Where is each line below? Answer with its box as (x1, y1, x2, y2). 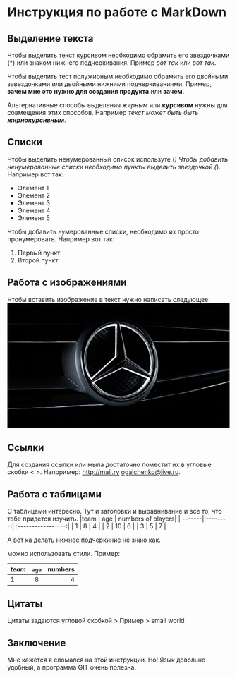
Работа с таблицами (7, 488, 102, 500)
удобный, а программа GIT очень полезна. (7, 663, 136, 672)
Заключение (7, 636, 66, 649)
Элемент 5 (17, 213, 51, 222)
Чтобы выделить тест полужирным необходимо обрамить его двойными (7, 72, 229, 80)
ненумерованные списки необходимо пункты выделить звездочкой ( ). (7, 162, 221, 171)
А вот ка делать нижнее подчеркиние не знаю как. (7, 535, 161, 544)
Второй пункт (17, 255, 59, 265)
